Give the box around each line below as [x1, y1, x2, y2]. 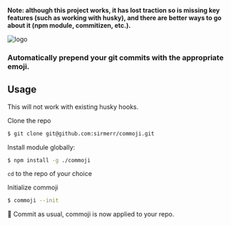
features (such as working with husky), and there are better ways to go [7, 14, 222, 22]
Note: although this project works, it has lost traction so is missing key [7, 6, 220, 14]
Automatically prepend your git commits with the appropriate [7, 53, 224, 63]
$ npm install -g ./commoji [7, 157, 91, 164]
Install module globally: [7, 142, 76, 152]
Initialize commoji [7, 183, 58, 192]
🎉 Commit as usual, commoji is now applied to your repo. [7, 210, 175, 219]
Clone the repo [7, 116, 51, 125]
